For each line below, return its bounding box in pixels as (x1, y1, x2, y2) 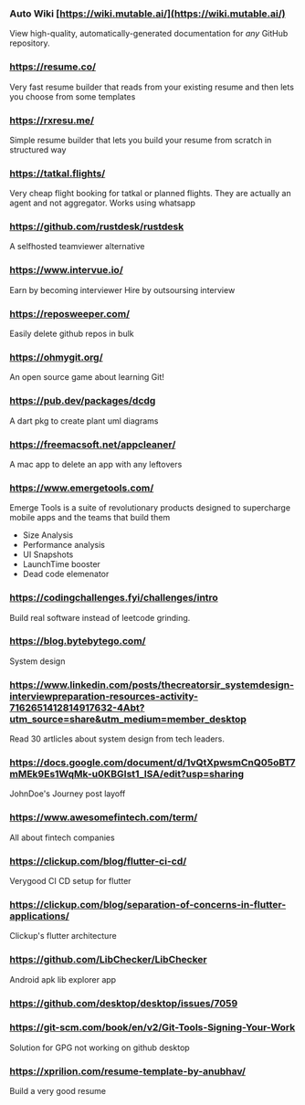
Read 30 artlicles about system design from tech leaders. (9, 733, 226, 744)
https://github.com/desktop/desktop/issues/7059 (9, 996, 238, 1009)
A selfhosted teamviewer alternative (9, 241, 145, 252)
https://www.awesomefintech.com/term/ (9, 811, 198, 824)
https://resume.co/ (9, 60, 97, 73)
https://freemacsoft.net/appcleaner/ (9, 437, 176, 450)
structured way (9, 144, 67, 155)
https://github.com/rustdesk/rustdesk (9, 220, 184, 233)
